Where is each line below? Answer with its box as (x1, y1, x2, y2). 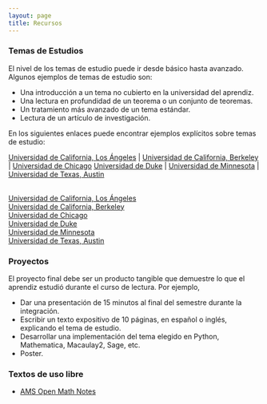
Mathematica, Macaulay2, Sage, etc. (19, 340, 141, 350)
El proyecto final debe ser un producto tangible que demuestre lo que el (8, 274, 245, 283)
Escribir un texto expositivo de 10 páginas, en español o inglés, (19, 315, 228, 324)
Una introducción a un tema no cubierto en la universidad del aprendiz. (19, 87, 254, 97)
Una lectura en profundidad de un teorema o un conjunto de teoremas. (19, 96, 253, 105)
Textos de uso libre (8, 369, 84, 380)
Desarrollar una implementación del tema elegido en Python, (19, 332, 220, 342)
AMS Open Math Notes (19, 386, 96, 396)
